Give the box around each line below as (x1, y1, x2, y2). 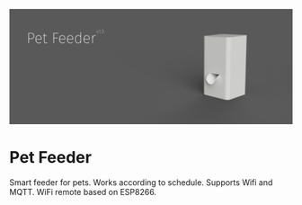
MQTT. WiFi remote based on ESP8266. (9, 186, 157, 197)
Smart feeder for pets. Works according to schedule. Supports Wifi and (9, 176, 273, 188)
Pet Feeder (9, 147, 93, 167)
